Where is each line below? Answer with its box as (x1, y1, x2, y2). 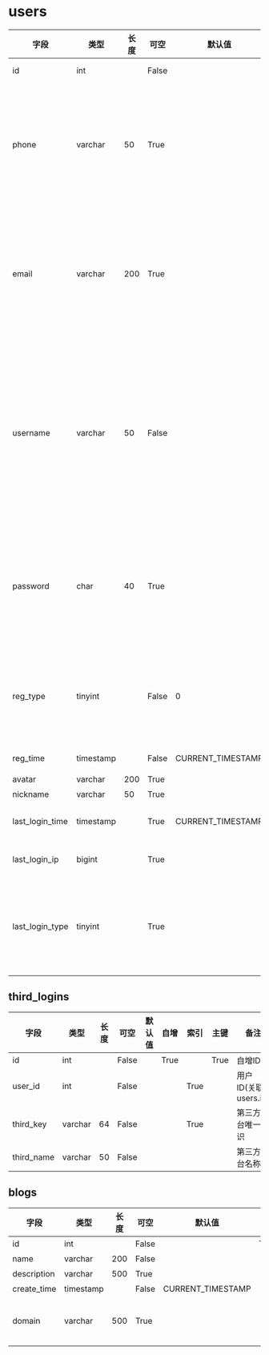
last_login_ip (12, 854, 59, 865)
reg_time (12, 752, 46, 763)
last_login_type (12, 920, 69, 931)
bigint (75, 854, 98, 865)
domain (12, 1315, 41, 1326)
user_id (12, 1080, 40, 1092)
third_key (12, 1118, 47, 1129)
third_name (12, 1152, 54, 1163)
